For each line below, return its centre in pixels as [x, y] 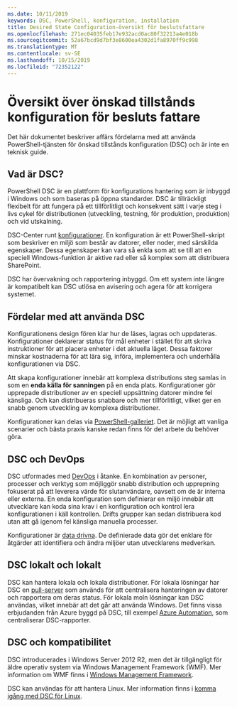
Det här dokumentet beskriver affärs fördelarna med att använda [102, 136]
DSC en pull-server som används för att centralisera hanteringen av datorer [118, 590]
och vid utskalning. [35, 222]
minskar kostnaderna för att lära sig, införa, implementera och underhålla [114, 357]
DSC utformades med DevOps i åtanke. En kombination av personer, [107, 476]
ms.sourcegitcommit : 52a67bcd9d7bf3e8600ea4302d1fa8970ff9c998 [103, 41]
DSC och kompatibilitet [59, 643]
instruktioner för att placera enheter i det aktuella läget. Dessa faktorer [110, 349]
